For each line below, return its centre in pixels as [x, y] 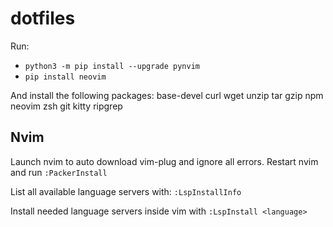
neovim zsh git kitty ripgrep [66, 106]
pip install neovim [65, 77]
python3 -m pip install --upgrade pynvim [112, 66]
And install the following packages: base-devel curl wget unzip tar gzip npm [167, 95]
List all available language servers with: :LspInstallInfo [126, 191]
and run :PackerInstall [59, 172]
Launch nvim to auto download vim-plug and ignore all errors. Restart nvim [164, 161]
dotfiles [43, 18]
